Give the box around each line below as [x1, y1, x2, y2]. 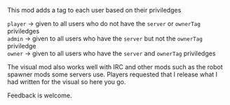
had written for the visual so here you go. [7, 78, 126, 86]
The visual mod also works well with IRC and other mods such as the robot [7, 63, 223, 71]
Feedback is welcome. [7, 91, 72, 99]
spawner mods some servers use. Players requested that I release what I [7, 70, 218, 78]
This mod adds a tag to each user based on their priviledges [7, 6, 182, 14]
